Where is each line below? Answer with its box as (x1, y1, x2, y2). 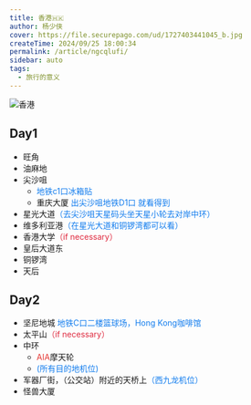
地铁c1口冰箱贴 (36, 185, 93, 196)
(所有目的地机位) (36, 363, 99, 374)
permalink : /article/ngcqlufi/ (9, 47, 129, 57)
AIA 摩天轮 (36, 352, 75, 363)
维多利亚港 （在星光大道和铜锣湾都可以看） (22, 220, 183, 231)
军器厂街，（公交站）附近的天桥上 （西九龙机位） (22, 375, 204, 386)
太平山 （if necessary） (22, 329, 110, 340)
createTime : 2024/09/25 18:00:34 (9, 38, 137, 48)
